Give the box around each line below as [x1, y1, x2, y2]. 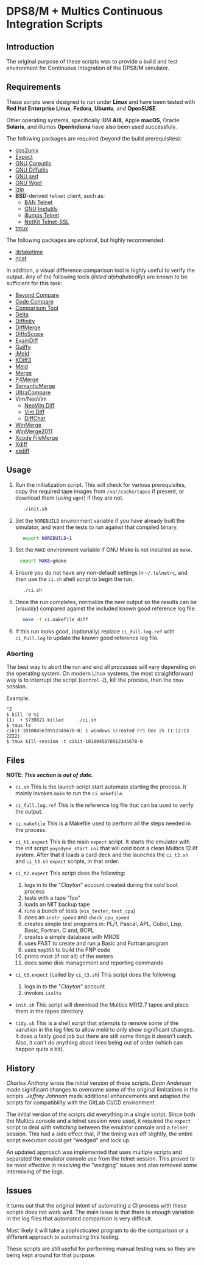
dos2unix [15, 147, 39, 154]
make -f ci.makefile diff [22, 617, 88, 623]
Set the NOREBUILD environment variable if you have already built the [15, 517, 185, 524]
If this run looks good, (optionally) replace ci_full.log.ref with [15, 628, 175, 635]
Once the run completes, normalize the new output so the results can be [15, 599, 197, 606]
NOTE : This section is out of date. [6, 771, 93, 779]
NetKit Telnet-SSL [24, 218, 69, 225]
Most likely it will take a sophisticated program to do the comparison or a [6, 1227, 189, 1234]
